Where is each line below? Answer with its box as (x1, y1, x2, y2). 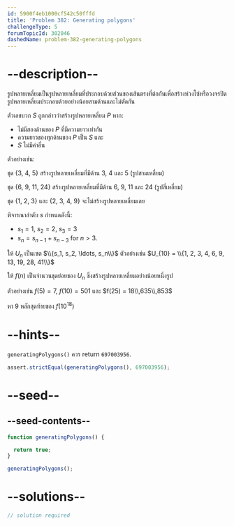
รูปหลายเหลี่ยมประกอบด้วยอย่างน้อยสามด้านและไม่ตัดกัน (7, 97, 136, 105)
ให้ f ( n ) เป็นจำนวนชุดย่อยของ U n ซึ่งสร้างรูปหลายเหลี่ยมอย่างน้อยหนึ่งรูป (7, 272, 173, 282)
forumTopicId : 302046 (7, 29, 71, 37)
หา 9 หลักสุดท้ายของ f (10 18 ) (7, 301, 75, 310)
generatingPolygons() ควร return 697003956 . (7, 350, 131, 358)
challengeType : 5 (7, 23, 58, 30)
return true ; (13, 446, 52, 453)
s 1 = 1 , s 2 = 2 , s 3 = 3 (17, 225, 78, 235)
